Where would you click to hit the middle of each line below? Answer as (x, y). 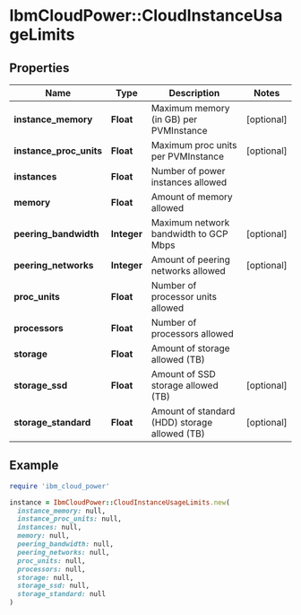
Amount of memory (192, 197)
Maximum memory (190, 108)
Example (34, 466)
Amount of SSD (184, 374)
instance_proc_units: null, (70, 519)
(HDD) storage (182, 422)
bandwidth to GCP (189, 234)
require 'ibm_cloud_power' (60, 486)
